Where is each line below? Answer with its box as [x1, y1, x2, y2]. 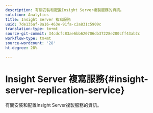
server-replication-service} [5, 84, 125, 96]
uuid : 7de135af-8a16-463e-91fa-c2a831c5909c [5, 21, 101, 27]
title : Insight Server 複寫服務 [5, 17, 71, 22]
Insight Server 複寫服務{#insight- [5, 73, 149, 84]
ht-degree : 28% [5, 45, 38, 50]
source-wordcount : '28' [5, 41, 56, 46]
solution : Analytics [5, 12, 49, 17]
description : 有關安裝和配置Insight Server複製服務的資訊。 [5, 7, 124, 13]
